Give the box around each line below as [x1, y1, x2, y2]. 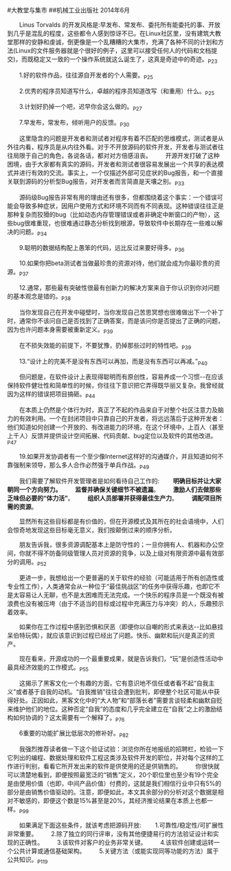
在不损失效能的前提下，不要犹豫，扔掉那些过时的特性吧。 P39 [19, 341, 191, 351]
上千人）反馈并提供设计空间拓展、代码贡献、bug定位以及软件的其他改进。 [7, 432, 217, 440]
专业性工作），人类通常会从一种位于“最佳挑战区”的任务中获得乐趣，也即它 [7, 582, 214, 590]
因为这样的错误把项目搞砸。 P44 [7, 390, 96, 400]
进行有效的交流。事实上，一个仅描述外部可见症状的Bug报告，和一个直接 [19, 168, 223, 177]
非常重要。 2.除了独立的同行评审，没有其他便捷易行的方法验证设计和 [7, 829, 213, 838]
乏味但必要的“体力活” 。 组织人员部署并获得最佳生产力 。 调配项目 [7, 494, 216, 502]
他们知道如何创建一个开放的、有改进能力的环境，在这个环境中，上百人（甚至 [7, 423, 224, 432]
